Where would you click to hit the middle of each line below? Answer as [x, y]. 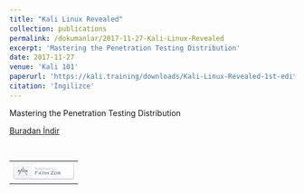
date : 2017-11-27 [42, 58]
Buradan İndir [35, 131]
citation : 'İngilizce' [52, 86]
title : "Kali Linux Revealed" [66, 19]
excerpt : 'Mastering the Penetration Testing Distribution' [125, 48]
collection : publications [58, 29]
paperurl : [28, 77]
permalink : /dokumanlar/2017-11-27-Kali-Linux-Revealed [117, 38]
